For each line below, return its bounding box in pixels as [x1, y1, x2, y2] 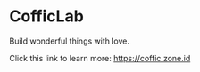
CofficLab [9, 6, 85, 27]
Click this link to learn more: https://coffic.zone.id [9, 52, 191, 63]
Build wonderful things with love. [9, 36, 129, 46]
